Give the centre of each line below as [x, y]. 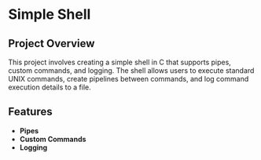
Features [30, 112]
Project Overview [51, 44]
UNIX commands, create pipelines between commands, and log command [129, 79]
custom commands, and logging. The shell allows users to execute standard [131, 71]
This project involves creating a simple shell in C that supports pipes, [120, 62]
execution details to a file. [50, 87]
